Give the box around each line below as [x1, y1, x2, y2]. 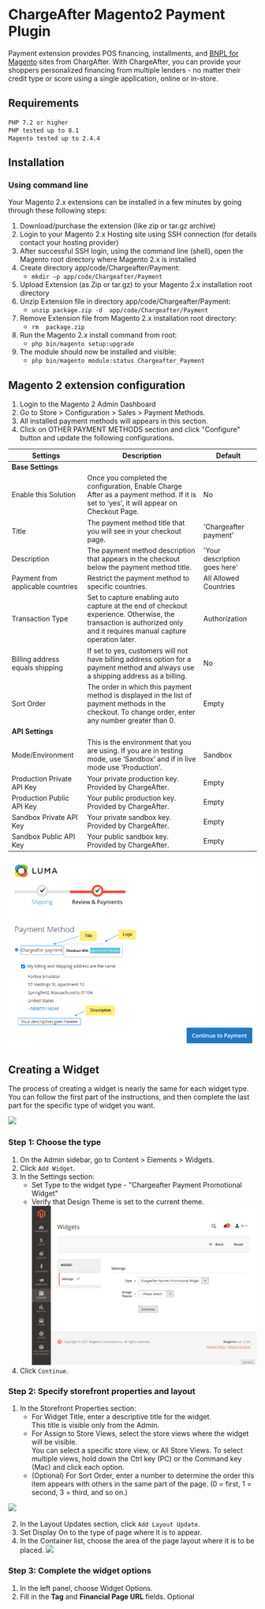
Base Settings [11, 463, 59, 471]
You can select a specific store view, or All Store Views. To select [31, 1445, 243, 1456]
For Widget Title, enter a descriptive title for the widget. [31, 1412, 211, 1422]
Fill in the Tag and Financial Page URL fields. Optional [19, 1592, 195, 1601]
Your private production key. [87, 773, 179, 784]
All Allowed [203, 573, 240, 583]
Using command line [8, 179, 89, 191]
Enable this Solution [11, 490, 77, 500]
